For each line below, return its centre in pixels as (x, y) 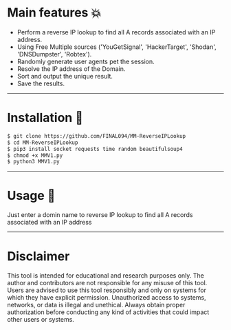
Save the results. (41, 83)
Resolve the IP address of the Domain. (71, 69)
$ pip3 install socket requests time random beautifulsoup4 (95, 149)
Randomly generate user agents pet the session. (86, 61)
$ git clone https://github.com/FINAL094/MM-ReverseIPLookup (97, 136)
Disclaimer (38, 257)
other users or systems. (41, 320)
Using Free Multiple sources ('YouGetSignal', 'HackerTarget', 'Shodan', (117, 47)
